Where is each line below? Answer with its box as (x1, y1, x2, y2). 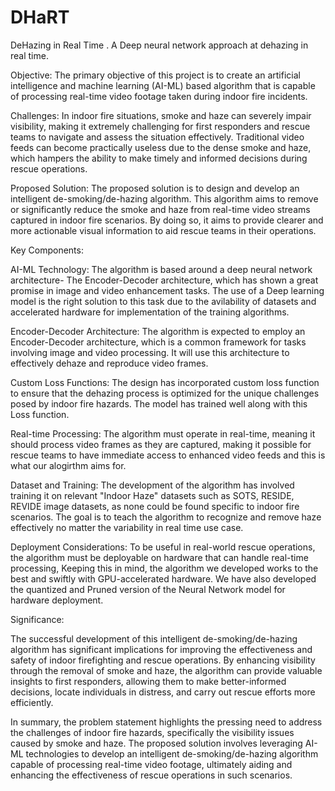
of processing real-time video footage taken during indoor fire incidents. (10, 90, 308, 102)
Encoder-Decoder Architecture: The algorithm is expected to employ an (10, 325, 306, 337)
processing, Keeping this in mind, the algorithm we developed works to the (10, 562, 319, 574)
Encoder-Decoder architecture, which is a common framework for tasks (10, 336, 307, 348)
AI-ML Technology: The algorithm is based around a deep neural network (10, 263, 313, 275)
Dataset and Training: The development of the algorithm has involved (10, 479, 295, 491)
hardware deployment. (10, 594, 104, 606)
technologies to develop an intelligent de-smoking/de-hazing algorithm (25, 747, 319, 760)
